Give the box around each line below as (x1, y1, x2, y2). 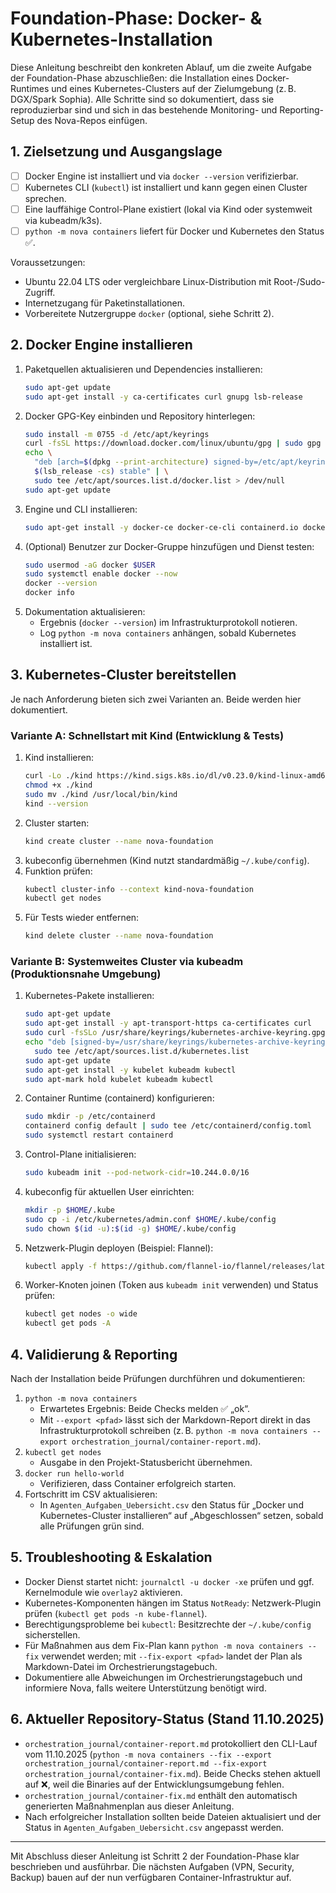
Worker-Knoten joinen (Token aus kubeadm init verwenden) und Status (24, 1279, 319, 1291)
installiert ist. (39, 638, 93, 650)
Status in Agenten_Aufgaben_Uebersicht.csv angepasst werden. (24, 1821, 285, 1833)
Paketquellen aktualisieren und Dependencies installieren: (24, 363, 263, 375)
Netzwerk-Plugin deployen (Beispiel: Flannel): (24, 1242, 214, 1254)
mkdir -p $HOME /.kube (24, 1205, 116, 1215)
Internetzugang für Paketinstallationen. (24, 297, 186, 309)
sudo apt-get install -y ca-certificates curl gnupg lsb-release (24, 392, 303, 402)
